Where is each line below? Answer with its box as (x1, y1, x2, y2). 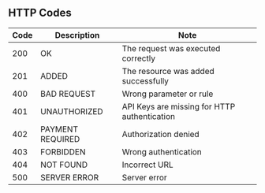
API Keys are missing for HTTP (121, 101, 236, 112)
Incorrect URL (121, 159, 174, 170)
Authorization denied (121, 128, 200, 139)
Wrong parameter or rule (121, 88, 214, 99)
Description (54, 29, 100, 40)
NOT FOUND (40, 159, 88, 170)
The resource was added (121, 65, 215, 76)
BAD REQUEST (40, 88, 96, 99)
